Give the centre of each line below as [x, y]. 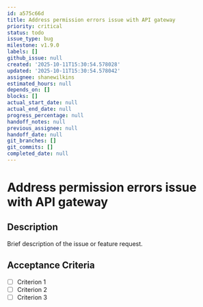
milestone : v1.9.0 [33, 45]
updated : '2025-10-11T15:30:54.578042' [64, 71]
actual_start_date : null [42, 103]
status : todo [26, 33]
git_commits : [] [30, 147]
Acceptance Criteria [51, 266]
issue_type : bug [30, 39]
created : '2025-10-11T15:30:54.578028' [64, 64]
